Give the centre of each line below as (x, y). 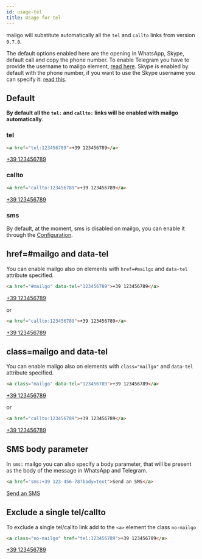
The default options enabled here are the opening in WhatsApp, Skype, (95, 53)
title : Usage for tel (34, 18)
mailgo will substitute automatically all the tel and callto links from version (101, 35)
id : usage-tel (24, 12)
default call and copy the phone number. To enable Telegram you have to (98, 60)
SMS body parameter (47, 449)
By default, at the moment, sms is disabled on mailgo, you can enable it (96, 228)
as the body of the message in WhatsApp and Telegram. (77, 470)
